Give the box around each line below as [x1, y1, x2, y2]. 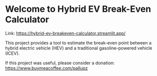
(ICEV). [5, 50, 20, 56]
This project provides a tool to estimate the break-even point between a [5, 39, 152, 45]
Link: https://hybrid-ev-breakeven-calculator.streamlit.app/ [5, 30, 126, 36]
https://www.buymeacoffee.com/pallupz [5, 65, 88, 71]
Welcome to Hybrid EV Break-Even [5, 3, 152, 15]
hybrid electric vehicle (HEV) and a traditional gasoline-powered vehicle [5, 45, 153, 51]
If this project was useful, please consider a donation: [5, 60, 115, 66]
